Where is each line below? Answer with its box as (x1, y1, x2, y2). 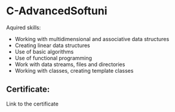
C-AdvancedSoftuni (6, 4, 108, 18)
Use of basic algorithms (14, 48, 74, 55)
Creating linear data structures (14, 42, 91, 49)
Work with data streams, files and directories (14, 61, 125, 68)
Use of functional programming (14, 54, 93, 61)
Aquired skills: (6, 24, 41, 31)
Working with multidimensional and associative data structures (14, 35, 170, 42)
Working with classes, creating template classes (14, 67, 134, 74)
